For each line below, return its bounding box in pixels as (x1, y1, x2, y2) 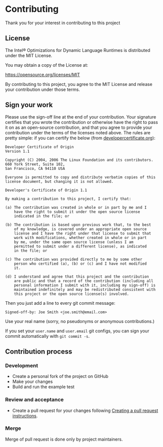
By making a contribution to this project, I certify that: (5, 196, 132, 201)
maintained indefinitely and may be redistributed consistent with (14, 287, 156, 292)
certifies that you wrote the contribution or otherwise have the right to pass (5, 119, 158, 125)
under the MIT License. (5, 52, 53, 58)
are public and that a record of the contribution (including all (14, 278, 154, 284)
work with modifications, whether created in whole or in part (14, 235, 147, 240)
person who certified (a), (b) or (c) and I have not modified (14, 261, 147, 266)
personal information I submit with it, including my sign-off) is (14, 283, 156, 287)
